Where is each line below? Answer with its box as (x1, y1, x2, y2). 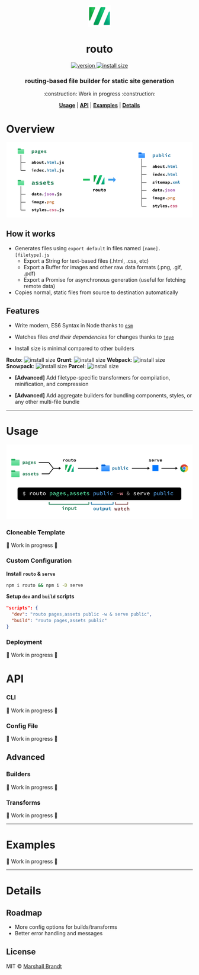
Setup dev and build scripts (6, 593, 75, 600)
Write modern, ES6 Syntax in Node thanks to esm (14, 321, 133, 329)
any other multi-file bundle (14, 398, 80, 405)
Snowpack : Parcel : (6, 362, 86, 369)
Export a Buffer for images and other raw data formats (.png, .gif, (23, 263, 182, 270)
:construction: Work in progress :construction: (43, 90, 156, 97)
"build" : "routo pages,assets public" (11, 618, 108, 624)
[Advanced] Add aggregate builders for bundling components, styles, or (14, 391, 192, 399)
